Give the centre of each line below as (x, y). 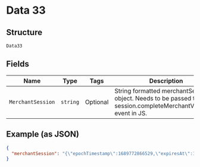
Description (166, 81)
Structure (24, 32)
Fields (18, 64)
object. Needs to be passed (153, 98)
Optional (97, 102)
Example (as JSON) (43, 134)
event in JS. (131, 113)
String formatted (137, 91)
